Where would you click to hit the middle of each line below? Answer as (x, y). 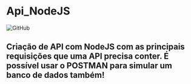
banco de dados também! (55, 75)
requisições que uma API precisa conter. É (88, 57)
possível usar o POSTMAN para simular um (89, 66)
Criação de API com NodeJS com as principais (95, 47)
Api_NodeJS (38, 11)
